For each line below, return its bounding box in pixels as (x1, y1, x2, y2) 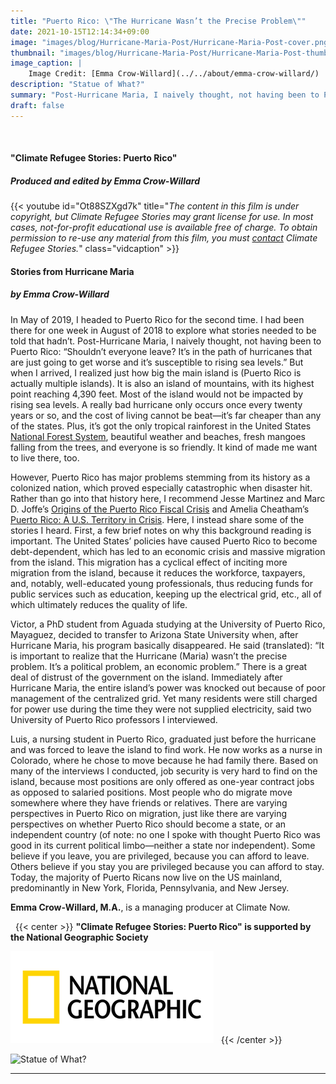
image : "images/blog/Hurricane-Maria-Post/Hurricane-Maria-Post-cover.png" (10, 37, 333, 47)
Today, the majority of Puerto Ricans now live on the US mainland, (10, 871, 283, 883)
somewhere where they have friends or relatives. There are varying (10, 796, 288, 809)
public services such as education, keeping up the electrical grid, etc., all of (10, 588, 322, 600)
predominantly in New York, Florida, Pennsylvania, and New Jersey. (10, 881, 290, 894)
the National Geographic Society (10, 931, 149, 943)
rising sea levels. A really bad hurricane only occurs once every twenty (10, 398, 303, 410)
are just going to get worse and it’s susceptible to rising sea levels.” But (10, 356, 304, 368)
